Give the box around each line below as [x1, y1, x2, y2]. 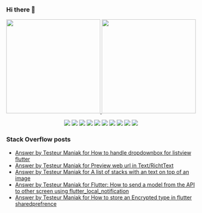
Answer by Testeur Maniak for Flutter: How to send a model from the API [14, 181, 195, 188]
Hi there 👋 [6, 5, 36, 14]
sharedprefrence [14, 200, 57, 207]
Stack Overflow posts [6, 135, 71, 144]
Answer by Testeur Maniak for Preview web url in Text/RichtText [14, 162, 174, 169]
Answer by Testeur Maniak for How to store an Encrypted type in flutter [14, 194, 192, 201]
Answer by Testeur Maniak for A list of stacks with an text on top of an [14, 168, 189, 175]
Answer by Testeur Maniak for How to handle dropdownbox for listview [14, 149, 191, 156]
